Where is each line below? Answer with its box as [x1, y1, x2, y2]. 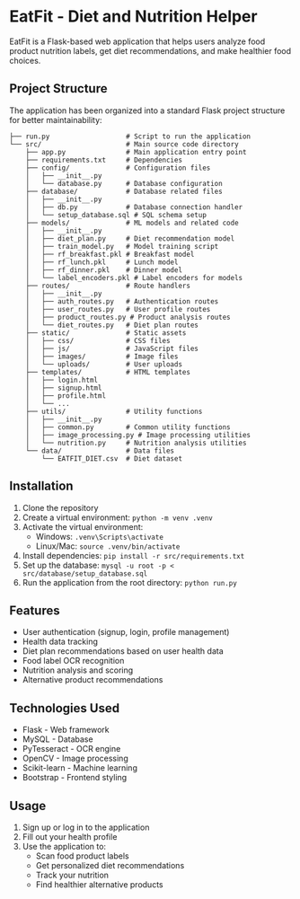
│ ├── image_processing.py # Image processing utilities [25, 430, 251, 439]
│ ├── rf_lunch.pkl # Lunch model [25, 258, 179, 267]
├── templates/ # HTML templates [25, 367, 191, 376]
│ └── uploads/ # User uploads [25, 359, 182, 369]
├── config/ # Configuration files [25, 163, 211, 172]
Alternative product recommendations [22, 674, 163, 685]
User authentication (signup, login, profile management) [22, 627, 230, 638]
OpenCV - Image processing [22, 753, 128, 764]
